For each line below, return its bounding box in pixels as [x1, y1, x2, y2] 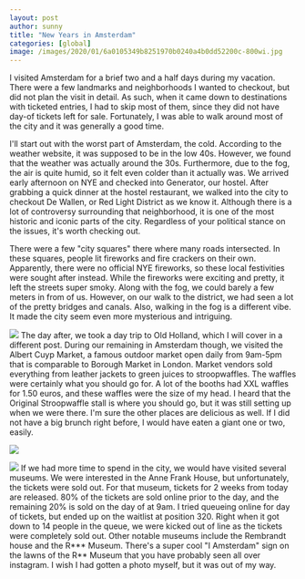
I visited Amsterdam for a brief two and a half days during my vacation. [9, 72, 276, 83]
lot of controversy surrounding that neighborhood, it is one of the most [9, 206, 275, 217]
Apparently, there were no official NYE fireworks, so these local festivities [9, 263, 285, 274]
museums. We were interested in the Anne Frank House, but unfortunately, [9, 472, 290, 483]
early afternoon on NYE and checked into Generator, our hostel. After [9, 177, 269, 188]
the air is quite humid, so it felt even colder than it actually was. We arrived [9, 168, 290, 179]
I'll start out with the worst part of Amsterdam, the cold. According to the [9, 139, 282, 150]
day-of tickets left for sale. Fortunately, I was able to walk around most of [9, 111, 284, 122]
